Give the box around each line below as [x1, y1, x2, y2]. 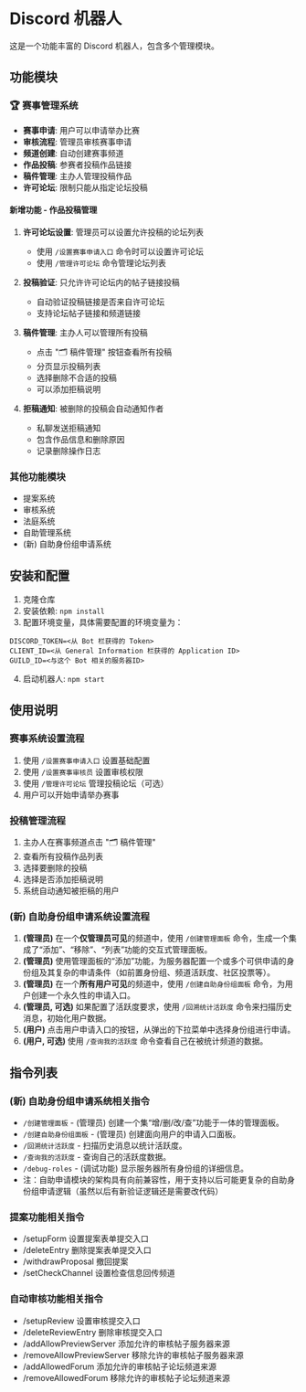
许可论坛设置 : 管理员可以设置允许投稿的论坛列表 [22, 226, 204, 238]
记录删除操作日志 [36, 445, 101, 456]
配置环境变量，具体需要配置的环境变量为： [22, 616, 184, 627]
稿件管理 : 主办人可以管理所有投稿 [22, 326, 148, 338]
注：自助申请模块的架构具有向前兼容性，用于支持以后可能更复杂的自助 [22, 1174, 288, 1185]
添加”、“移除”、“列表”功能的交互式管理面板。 [42, 944, 213, 955]
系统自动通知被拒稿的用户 [22, 885, 120, 896]
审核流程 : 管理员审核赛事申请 [22, 136, 132, 147]
